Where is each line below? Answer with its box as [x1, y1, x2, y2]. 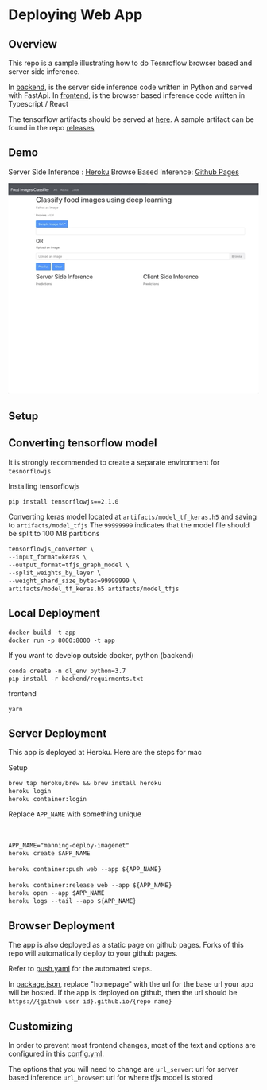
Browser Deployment [8, 919, 115, 932]
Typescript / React [8, 99, 69, 108]
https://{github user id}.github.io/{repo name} [8, 998, 172, 1006]
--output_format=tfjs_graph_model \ [8, 561, 130, 569]
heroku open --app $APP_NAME [8, 890, 105, 897]
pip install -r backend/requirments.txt [8, 675, 145, 683]
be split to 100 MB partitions [8, 528, 100, 538]
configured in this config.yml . [8, 1049, 105, 1058]
